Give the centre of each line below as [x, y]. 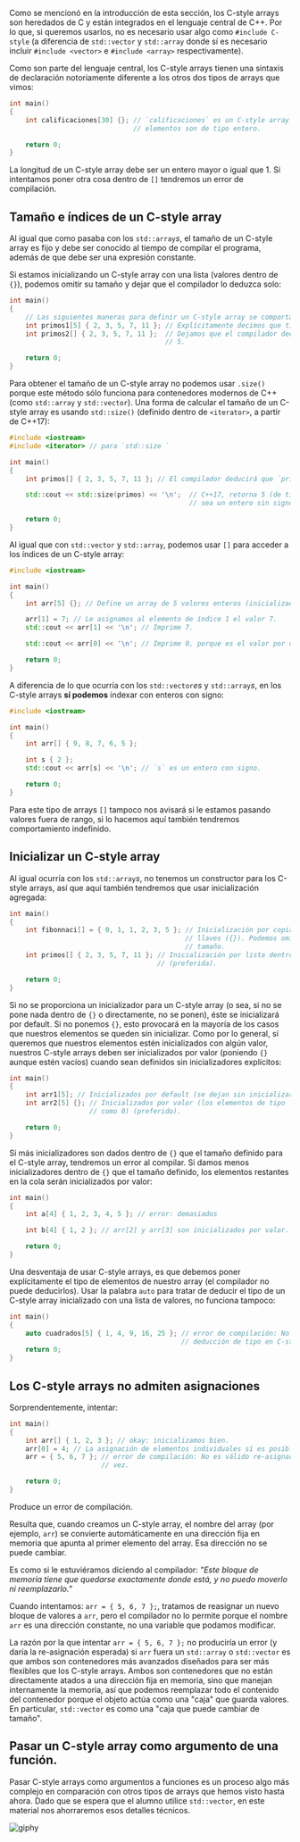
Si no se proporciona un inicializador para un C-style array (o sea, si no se [146, 1004]
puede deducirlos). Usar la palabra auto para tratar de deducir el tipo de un [147, 1290]
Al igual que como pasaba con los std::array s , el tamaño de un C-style [141, 238]
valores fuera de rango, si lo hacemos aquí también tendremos [125, 819]
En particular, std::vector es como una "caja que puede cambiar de [135, 1708]
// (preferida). [187, 963]
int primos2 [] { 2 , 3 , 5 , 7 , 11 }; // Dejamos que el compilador [151, 334]
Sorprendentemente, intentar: [64, 1407]
